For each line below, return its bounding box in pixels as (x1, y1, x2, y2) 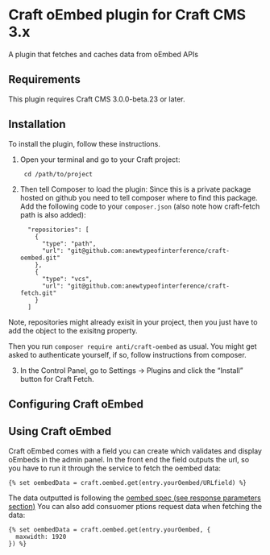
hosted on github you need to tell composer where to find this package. (19, 193, 258, 202)
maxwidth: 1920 (15, 532, 67, 541)
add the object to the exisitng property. (8, 325, 139, 335)
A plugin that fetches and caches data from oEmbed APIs (8, 49, 199, 59)
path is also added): (19, 209, 86, 219)
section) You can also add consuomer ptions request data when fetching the (8, 501, 263, 511)
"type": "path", (41, 239, 97, 247)
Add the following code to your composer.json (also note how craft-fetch (19, 201, 260, 211)
